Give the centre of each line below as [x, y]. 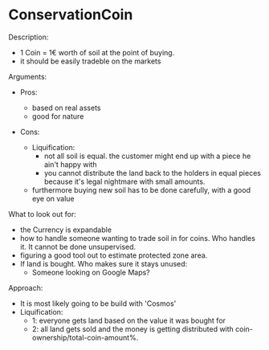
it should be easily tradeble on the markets [90, 61]
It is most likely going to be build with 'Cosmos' [98, 303]
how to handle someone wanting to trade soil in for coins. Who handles [137, 238]
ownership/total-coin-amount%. [85, 337]
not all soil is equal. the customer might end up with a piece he [147, 156]
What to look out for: [42, 214]
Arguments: [28, 76]
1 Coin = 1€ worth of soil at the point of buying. [97, 52]
